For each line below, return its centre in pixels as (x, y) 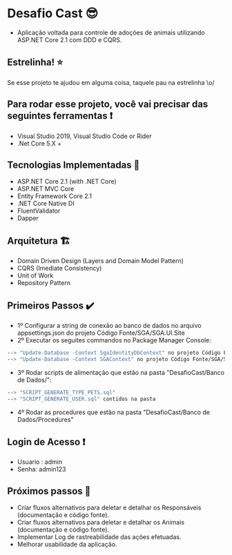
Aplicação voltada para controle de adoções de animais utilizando (111, 32)
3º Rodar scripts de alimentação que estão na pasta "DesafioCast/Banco (120, 372)
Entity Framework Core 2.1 (54, 196)
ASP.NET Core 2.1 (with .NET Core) (67, 182)
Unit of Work (35, 275)
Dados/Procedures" (45, 419)
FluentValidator (39, 211)
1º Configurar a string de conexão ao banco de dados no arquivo (109, 325)
